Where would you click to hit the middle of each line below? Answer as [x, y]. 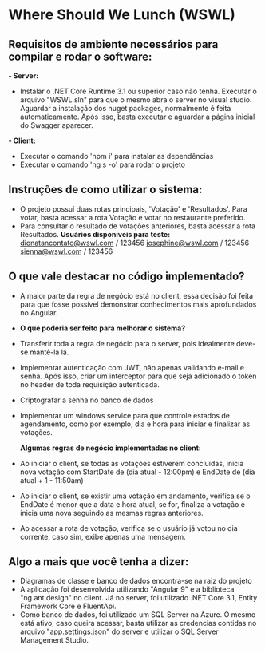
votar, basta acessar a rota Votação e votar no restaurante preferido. [132, 217]
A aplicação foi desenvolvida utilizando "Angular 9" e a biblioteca [127, 589]
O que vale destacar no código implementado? [127, 277]
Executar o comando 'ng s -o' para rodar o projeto [103, 164]
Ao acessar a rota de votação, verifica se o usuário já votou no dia [129, 528]
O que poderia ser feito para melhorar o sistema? [103, 328]
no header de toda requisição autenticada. [89, 384]
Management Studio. [54, 640]
